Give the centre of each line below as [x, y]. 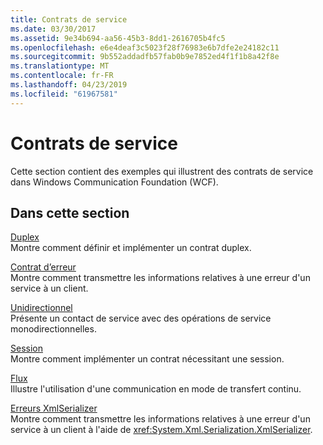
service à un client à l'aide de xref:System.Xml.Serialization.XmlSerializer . [161, 430]
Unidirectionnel [41, 308]
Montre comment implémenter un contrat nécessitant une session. [147, 359]
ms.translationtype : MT [60, 66]
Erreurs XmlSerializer [54, 408]
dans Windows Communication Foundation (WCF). [114, 182]
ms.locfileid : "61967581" [64, 94]
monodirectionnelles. [53, 329]
